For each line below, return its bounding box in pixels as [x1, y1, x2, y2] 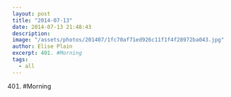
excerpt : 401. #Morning [12, 50, 83, 57]
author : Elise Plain [12, 43, 73, 50]
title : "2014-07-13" [12, 17, 73, 24]
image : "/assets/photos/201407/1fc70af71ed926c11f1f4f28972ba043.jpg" [12, 37, 225, 44]
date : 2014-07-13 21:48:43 [12, 23, 92, 30]
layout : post [12, 10, 51, 18]
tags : [12, 56, 28, 63]
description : [12, 30, 51, 37]
